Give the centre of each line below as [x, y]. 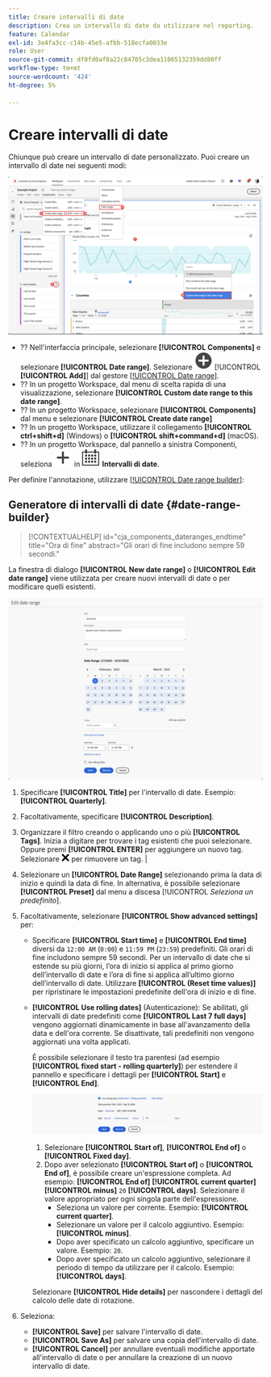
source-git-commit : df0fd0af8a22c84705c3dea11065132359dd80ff [115, 60]
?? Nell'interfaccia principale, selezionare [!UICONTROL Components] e [140, 347]
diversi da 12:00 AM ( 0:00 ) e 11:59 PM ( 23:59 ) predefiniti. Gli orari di [143, 949]
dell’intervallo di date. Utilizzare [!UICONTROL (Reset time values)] [144, 983]
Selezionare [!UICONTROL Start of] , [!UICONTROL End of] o [145, 1147]
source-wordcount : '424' [50, 77]
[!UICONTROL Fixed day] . [88, 1156]
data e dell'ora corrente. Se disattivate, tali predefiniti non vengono [143, 1033]
